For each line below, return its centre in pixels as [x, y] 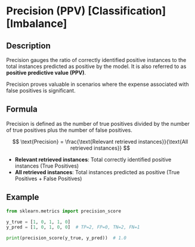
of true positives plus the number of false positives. [69, 130]
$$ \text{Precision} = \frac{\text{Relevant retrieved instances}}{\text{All [100, 141]
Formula [22, 109]
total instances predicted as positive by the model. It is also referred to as [96, 66]
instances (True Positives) [47, 166]
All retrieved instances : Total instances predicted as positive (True [97, 172]
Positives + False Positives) [48, 178]
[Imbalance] [37, 24]
